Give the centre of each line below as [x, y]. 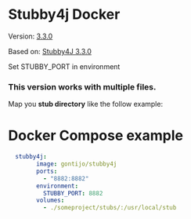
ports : [47, 171]
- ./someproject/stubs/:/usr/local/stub [110, 208]
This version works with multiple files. [82, 86]
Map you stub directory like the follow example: [85, 104]
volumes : [50, 201]
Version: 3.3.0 [31, 36]
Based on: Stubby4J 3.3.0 [50, 51]
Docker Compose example [96, 136]
